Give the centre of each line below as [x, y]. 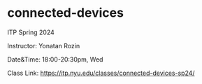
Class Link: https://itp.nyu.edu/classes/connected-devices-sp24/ [101, 73]
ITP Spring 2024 [31, 32]
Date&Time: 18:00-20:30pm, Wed [55, 59]
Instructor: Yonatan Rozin [44, 45]
